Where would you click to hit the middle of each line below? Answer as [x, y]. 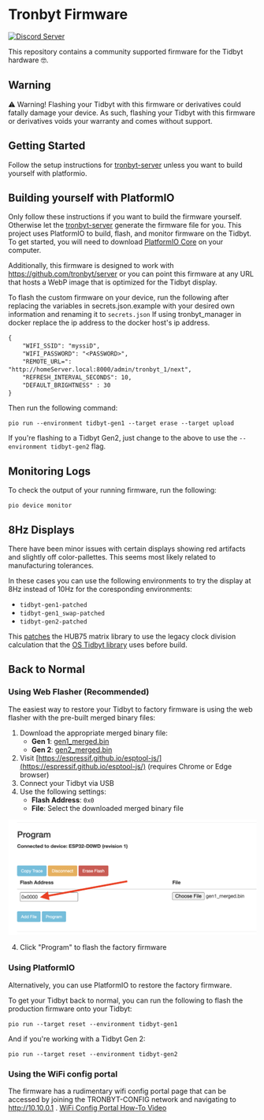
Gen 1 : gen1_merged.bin [70, 741]
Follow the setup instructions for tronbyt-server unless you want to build [125, 165]
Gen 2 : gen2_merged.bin [72, 750]
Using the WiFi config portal [63, 1073]
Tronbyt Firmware [68, 15]
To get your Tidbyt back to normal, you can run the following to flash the [126, 1000]
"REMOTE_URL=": [47, 362]
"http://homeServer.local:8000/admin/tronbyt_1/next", [100, 370]
